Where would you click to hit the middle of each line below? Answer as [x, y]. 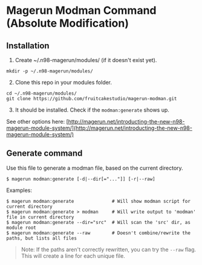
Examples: [19, 190]
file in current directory [40, 217]
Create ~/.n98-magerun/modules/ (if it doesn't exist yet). [86, 60]
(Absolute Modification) [67, 23]
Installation [28, 46]
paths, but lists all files [42, 238]
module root [21, 228]
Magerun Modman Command [81, 11]
